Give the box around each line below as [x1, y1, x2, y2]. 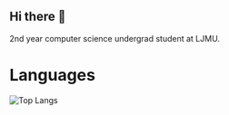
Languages [9, 65, 95, 85]
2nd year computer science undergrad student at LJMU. [9, 33, 221, 43]
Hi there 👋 [9, 9, 66, 24]
